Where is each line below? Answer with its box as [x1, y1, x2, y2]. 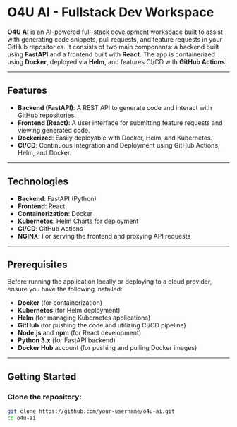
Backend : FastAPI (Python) [17, 194, 97, 203]
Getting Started [7, 371, 77, 383]
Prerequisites [7, 258, 68, 270]
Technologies [7, 176, 69, 188]
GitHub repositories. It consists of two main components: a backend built [7, 42, 219, 51]
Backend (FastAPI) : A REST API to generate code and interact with [17, 103, 212, 112]
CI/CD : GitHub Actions [17, 224, 83, 233]
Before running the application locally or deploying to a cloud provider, [7, 277, 212, 286]
